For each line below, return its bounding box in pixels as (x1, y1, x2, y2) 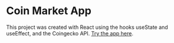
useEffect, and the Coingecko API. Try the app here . (6, 29, 134, 37)
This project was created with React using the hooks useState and (6, 24, 168, 31)
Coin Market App (6, 4, 92, 18)
